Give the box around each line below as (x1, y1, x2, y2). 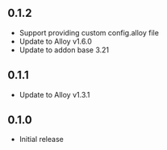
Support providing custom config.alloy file (19, 27, 159, 37)
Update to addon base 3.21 (19, 44, 110, 55)
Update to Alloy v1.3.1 (19, 90, 90, 99)
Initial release (19, 135, 64, 144)
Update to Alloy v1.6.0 (19, 36, 92, 46)
